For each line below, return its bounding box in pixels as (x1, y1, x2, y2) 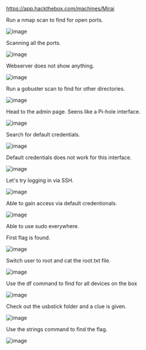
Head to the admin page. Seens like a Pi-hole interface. (6, 108, 141, 115)
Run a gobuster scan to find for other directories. (6, 85, 125, 92)
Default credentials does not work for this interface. (6, 154, 132, 161)
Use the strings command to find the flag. (6, 326, 108, 333)
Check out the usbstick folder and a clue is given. (6, 303, 127, 310)
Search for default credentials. (6, 131, 80, 138)
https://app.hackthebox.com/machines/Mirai (6, 5, 115, 12)
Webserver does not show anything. (6, 62, 95, 69)
